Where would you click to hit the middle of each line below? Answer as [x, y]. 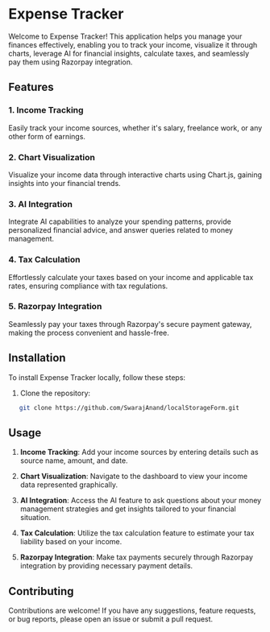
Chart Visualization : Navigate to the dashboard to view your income [134, 477]
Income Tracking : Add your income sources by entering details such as [139, 452]
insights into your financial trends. [64, 183]
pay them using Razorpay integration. [71, 62]
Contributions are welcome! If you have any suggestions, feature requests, [132, 611]
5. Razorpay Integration [55, 307]
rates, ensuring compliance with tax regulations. [88, 286]
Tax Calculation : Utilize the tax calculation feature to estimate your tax [137, 533]
